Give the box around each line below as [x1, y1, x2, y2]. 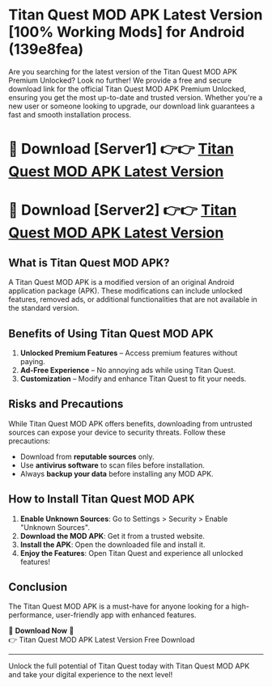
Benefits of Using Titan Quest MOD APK [8, 326, 215, 341]
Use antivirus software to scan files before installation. [19, 460, 205, 470]
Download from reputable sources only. [19, 452, 155, 461]
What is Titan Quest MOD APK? [8, 256, 170, 269]
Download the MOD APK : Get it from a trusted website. [19, 531, 205, 541]
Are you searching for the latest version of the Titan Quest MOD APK [8, 66, 237, 76]
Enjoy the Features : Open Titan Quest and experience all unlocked [19, 548, 244, 558]
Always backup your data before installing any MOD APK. [19, 469, 214, 478]
